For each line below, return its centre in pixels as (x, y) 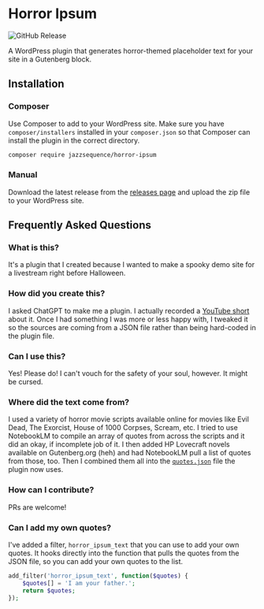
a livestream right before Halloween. (67, 273)
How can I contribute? (51, 490)
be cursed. (26, 382)
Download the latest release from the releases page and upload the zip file (129, 192)
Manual (23, 175)
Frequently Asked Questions (80, 225)
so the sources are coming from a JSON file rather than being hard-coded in (132, 327)
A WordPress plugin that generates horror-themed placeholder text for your (131, 50)
